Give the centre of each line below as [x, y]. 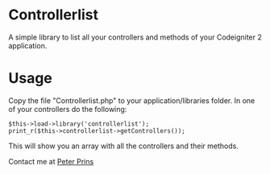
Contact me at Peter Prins [51, 161]
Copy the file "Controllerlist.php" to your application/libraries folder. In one [132, 100]
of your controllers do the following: [68, 109]
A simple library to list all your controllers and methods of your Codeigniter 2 [135, 37]
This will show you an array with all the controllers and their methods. [124, 146]
